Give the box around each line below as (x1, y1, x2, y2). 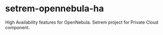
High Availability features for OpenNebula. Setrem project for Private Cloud (5, 19, 159, 25)
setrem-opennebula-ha (5, 3, 104, 14)
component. (5, 24, 30, 30)
